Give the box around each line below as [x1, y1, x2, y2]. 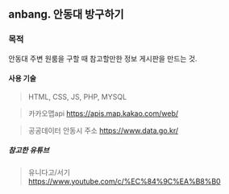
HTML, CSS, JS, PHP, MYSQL [27, 92, 127, 101]
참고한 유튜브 [8, 146, 50, 155]
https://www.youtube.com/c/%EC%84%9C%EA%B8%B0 [27, 176, 221, 186]
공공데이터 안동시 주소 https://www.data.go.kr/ [27, 126, 179, 135]
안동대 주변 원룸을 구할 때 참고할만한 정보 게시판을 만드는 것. [8, 53, 198, 63]
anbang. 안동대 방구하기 [8, 7, 124, 22]
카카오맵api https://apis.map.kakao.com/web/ [27, 108, 179, 118]
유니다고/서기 [27, 167, 71, 177]
